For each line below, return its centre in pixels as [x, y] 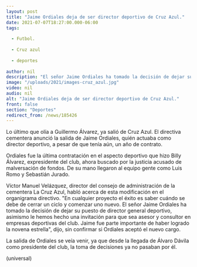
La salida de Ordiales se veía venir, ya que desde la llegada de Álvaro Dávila [98, 241]
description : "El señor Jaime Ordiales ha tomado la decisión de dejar [95, 77]
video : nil [19, 88]
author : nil [21, 72]
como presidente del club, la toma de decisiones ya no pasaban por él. [91, 247]
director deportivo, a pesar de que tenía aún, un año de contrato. [84, 144]
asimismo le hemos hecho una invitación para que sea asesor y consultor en [98, 217]
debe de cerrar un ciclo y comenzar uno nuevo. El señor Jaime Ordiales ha [96, 205]
